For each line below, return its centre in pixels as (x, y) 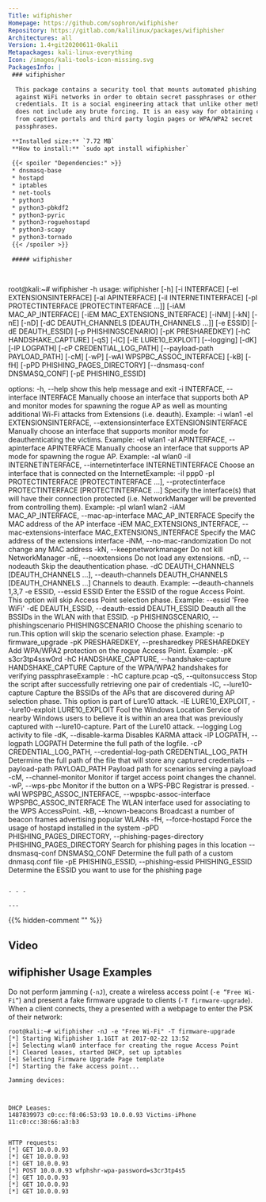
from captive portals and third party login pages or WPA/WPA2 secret (134, 119)
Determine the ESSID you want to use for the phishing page (105, 870)
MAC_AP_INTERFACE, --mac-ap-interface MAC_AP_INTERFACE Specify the (131, 516)
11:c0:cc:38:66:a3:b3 (44, 1122)
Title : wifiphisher (40, 15)
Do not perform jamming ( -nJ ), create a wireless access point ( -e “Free (125, 991)
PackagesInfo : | (35, 68)
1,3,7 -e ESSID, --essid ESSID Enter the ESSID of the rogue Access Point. (127, 592)
